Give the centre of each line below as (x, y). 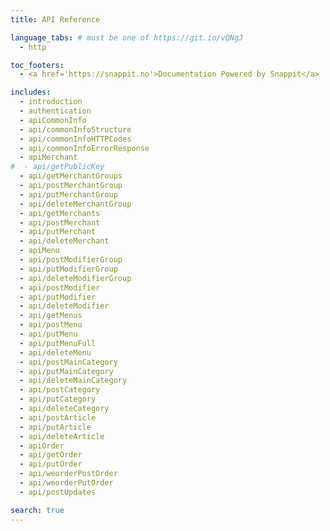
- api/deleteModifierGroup (75, 278)
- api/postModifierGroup (71, 260)
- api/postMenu (51, 325)
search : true (37, 510)
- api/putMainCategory (66, 371)
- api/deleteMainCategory (73, 381)
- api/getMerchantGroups (71, 176)
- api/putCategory (58, 399)
